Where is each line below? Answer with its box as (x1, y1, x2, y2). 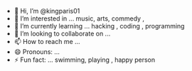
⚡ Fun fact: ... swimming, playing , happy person (14, 55, 156, 64)
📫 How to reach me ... (14, 38, 80, 45)
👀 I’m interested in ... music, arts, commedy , (14, 14, 144, 23)
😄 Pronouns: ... (14, 48, 60, 56)
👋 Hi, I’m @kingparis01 (14, 7, 80, 15)
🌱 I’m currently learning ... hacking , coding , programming (14, 22, 185, 30)
